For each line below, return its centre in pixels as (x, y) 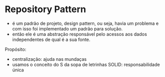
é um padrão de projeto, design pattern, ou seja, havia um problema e (85, 23)
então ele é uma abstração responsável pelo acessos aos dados (79, 34)
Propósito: (16, 49)
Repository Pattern (45, 9)
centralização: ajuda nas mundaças (49, 59)
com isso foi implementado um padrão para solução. (67, 28)
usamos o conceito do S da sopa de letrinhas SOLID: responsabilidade (86, 64)
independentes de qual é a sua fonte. (51, 40)
